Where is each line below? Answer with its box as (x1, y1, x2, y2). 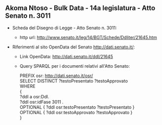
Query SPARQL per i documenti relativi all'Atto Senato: (19, 63, 130, 69)
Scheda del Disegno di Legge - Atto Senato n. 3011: (12, 25, 117, 31)
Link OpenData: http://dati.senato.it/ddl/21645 (19, 53, 113, 59)
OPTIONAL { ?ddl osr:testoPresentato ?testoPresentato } (19, 104, 135, 110)
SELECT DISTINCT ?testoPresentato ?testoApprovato (19, 78, 128, 83)
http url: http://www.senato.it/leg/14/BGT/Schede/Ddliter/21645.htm (19, 34, 157, 40)
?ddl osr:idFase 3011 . (19, 99, 64, 105)
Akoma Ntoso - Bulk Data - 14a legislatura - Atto (5, 4, 156, 12)
